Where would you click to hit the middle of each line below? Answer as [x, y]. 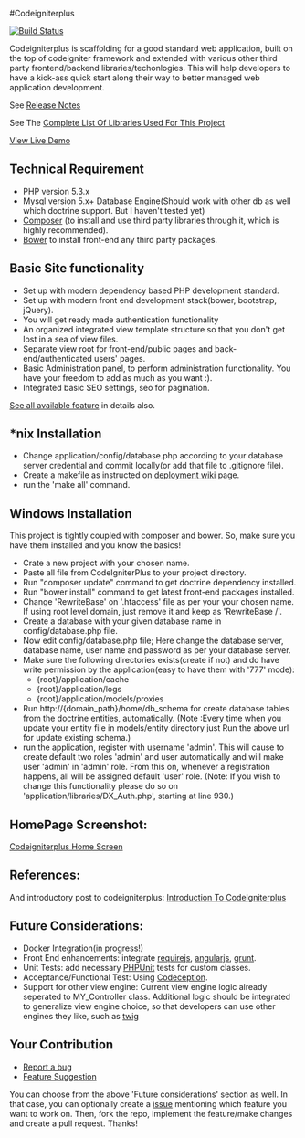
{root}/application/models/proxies [100, 699]
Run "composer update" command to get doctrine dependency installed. [159, 583]
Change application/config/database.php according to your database [153, 456]
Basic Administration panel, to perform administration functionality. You [157, 368]
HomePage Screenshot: [79, 824]
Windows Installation [71, 514]
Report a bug [47, 1067]
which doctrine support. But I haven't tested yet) [114, 210]
